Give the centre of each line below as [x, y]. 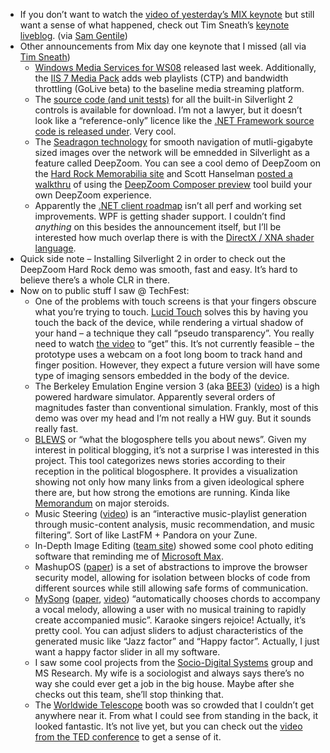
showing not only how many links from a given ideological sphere [169, 482]
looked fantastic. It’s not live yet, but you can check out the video [168, 726]
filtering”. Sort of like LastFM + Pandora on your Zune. [146, 535]
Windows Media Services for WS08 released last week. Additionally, [175, 67]
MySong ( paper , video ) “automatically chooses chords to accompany [177, 598]
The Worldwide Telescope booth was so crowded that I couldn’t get [174, 705]
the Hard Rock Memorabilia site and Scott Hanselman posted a [163, 173]
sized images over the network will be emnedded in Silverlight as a [172, 152]
